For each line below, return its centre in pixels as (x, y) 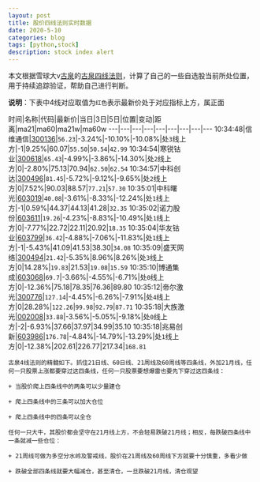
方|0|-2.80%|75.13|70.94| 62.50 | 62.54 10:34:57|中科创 (95, 168)
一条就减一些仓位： (35, 441)
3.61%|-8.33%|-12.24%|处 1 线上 (118, 198)
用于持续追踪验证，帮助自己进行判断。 (70, 85)
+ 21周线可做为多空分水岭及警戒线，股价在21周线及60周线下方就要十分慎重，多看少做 (128, 456)
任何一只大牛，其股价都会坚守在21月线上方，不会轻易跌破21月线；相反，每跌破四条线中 (130, 432)
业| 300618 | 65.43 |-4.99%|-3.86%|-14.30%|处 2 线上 (90, 158)
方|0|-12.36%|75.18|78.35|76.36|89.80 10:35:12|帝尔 (93, 287)
